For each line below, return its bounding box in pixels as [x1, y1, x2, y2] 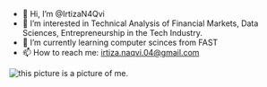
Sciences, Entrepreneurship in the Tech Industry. [22, 28, 203, 38]
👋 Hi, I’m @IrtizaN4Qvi [22, 9, 105, 19]
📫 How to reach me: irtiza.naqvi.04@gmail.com [22, 48, 200, 57]
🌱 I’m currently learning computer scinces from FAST [22, 37, 219, 48]
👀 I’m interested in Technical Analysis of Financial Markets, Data [22, 18, 259, 29]
